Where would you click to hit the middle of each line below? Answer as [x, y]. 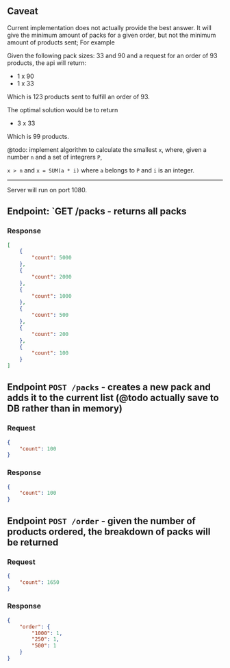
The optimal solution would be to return [63, 110]
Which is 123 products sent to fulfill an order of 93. [79, 97]
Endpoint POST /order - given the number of [102, 521]
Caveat [23, 11]
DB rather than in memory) [65, 409]
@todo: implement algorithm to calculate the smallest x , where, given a [107, 149]
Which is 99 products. [38, 136]
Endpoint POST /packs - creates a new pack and [109, 387]
